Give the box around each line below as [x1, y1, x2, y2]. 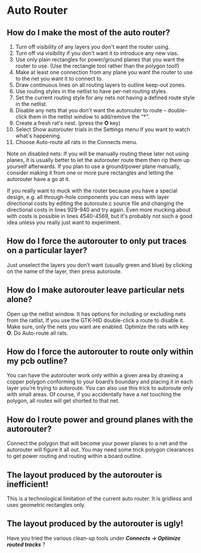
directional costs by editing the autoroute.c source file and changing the [7, 200, 184, 207]
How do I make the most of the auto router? [7, 28, 171, 38]
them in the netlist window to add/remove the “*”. [28, 113, 150, 120]
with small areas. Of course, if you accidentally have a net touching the [7, 391, 181, 398]
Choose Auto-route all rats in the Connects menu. [15, 139, 138, 145]
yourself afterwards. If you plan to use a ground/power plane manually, [7, 163, 181, 170]
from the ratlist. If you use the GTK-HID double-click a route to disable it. [7, 316, 184, 323]
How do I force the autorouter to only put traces [7, 236, 187, 246]
